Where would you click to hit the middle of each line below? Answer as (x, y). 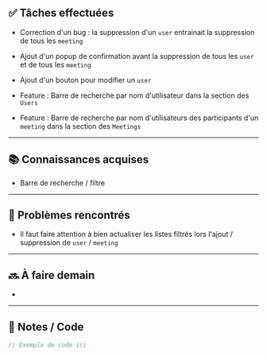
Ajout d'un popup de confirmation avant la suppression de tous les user (137, 56)
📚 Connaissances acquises (79, 159)
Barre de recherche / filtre (62, 183)
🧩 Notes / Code (46, 326)
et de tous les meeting (55, 64)
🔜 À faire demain (52, 275)
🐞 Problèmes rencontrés (70, 215)
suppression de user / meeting (69, 243)
